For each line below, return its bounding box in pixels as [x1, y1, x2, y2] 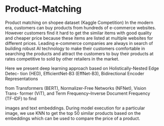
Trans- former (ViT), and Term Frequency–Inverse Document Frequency [5, 90, 150, 96]
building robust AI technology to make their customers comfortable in [5, 45, 145, 51]
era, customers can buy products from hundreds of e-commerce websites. [5, 24, 156, 30]
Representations [5, 76, 38, 82]
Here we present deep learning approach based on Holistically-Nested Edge [5, 65, 159, 71]
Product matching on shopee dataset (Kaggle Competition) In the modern [5, 20, 153, 25]
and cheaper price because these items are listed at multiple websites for [5, 35, 153, 41]
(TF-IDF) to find [5, 95, 37, 101]
